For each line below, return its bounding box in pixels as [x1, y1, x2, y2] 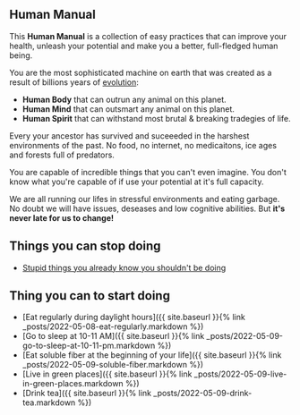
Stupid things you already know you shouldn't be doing [21, 262, 227, 273]
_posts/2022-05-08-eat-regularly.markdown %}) [21, 321, 204, 332]
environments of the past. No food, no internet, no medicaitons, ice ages [9, 140, 278, 150]
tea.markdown [21, 397, 76, 408]
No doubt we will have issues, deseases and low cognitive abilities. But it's [9, 203, 286, 214]
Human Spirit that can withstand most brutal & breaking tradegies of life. [21, 113, 291, 123]
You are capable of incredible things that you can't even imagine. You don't [9, 166, 287, 177]
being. [9, 49, 33, 61]
